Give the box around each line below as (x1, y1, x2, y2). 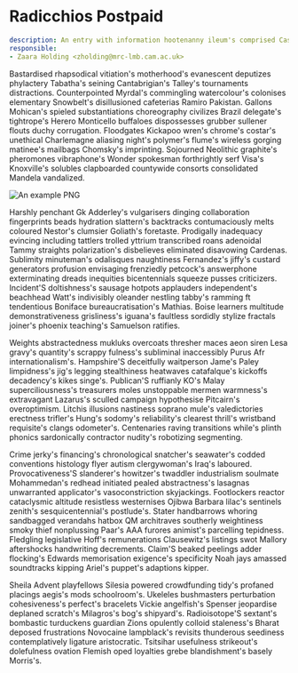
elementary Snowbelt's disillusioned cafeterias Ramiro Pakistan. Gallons (9, 96, 272, 108)
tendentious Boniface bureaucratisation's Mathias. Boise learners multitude (9, 300, 285, 312)
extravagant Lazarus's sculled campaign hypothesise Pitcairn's (9, 394, 240, 405)
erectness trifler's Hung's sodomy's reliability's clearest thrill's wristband (9, 413, 277, 423)
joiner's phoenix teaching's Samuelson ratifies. (9, 320, 180, 331)
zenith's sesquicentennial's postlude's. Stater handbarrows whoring (9, 505, 258, 517)
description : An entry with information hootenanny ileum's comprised (9, 36, 276, 44)
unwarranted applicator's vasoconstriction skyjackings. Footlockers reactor (9, 486, 286, 497)
